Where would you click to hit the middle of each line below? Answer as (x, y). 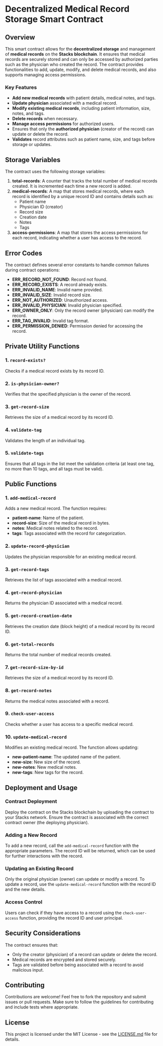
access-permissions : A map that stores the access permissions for (80, 233)
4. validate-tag (23, 430)
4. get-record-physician (34, 592)
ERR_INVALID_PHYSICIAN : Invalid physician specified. (67, 305)
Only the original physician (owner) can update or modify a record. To (75, 879)
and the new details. (25, 889)
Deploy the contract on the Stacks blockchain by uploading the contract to (80, 812)
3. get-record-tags (27, 569)
